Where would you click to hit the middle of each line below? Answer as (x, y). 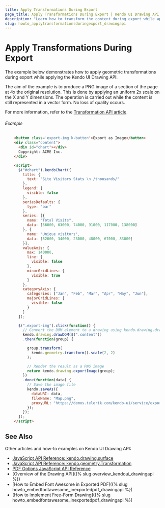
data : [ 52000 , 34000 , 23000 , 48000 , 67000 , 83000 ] (80, 239)
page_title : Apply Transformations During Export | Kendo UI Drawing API (82, 14)
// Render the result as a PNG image (66, 366)
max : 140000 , (40, 253)
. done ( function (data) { (47, 380)
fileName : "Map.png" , (54, 398)
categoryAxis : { (39, 289)
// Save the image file (51, 385)
